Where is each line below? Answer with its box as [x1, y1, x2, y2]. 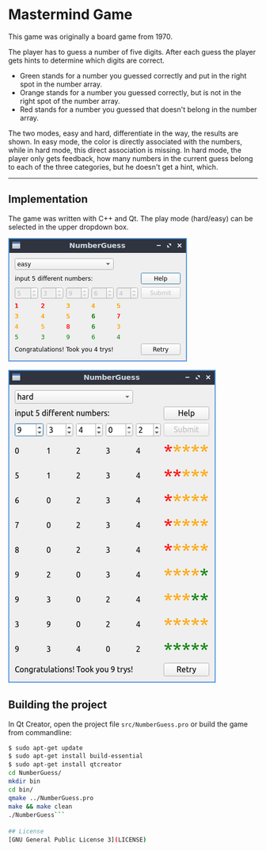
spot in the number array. [19, 79, 103, 89]
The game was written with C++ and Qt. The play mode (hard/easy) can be [8, 213, 253, 223]
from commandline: [8, 727, 72, 737]
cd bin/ [8, 785, 34, 794]
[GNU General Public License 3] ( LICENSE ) [8, 836, 147, 844]
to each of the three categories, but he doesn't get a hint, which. [8, 162, 218, 171]
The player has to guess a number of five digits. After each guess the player [8, 47, 256, 56]
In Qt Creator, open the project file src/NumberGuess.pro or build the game [8, 719, 248, 729]
